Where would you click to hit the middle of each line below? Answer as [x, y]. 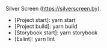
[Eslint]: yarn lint [35, 39]
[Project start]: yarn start [45, 20]
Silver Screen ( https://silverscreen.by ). [53, 9]
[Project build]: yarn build [46, 26]
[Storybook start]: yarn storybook [56, 33]
